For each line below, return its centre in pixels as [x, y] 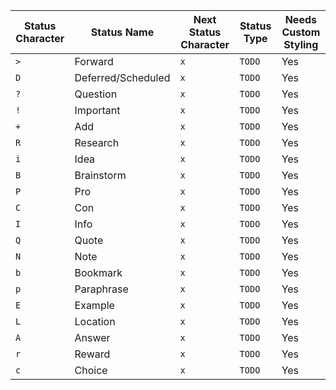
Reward [92, 354]
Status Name [122, 32]
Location [95, 321]
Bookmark [98, 272]
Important [97, 110]
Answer [92, 337]
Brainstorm [100, 175]
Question [96, 94]
